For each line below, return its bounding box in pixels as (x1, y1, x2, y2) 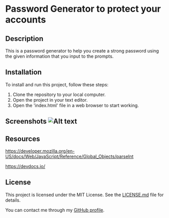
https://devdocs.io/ (5, 163, 45, 169)
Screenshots (5, 117, 47, 126)
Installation (5, 68, 42, 77)
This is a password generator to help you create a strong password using (5, 48, 159, 54)
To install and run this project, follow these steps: (5, 81, 109, 87)
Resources (5, 134, 40, 143)
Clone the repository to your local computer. (12, 91, 106, 98)
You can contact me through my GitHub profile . (5, 207, 105, 213)
